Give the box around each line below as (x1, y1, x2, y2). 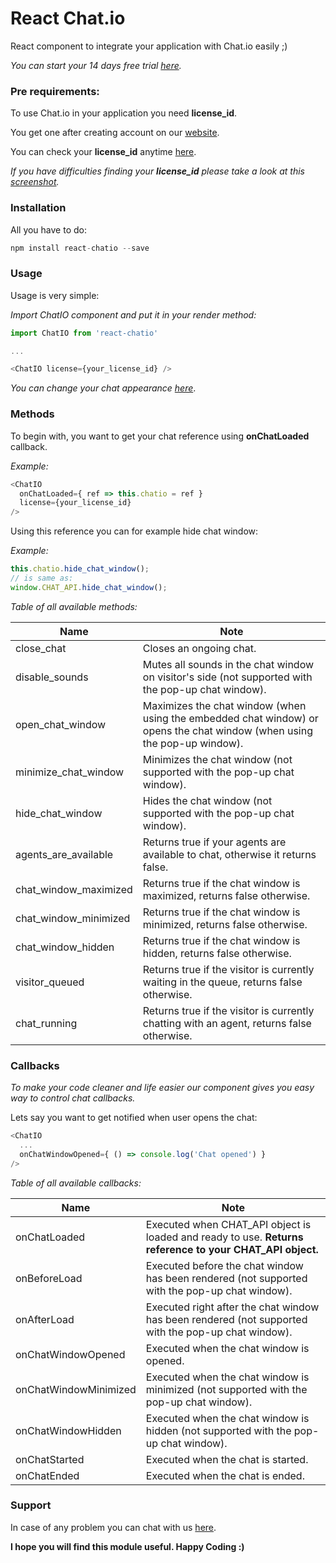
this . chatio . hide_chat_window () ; (10, 564, 150, 574)
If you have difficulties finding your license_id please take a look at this (10, 165, 306, 177)
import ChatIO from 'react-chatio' (10, 328, 159, 338)
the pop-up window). (142, 736, 244, 750)
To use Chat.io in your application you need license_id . (10, 107, 238, 119)
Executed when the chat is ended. (145, 1468, 305, 1482)
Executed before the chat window (145, 1258, 304, 1272)
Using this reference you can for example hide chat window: (10, 525, 259, 537)
